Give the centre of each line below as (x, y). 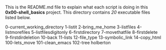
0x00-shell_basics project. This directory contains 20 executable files (78, 12)
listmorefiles (18, 32)
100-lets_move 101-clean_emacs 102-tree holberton (58, 43)
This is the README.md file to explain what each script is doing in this (77, 7)
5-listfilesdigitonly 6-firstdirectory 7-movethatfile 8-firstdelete (95, 32)
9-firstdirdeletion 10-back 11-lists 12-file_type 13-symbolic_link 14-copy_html (83, 37)
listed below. (18, 17)
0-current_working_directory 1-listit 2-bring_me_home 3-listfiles (71, 27)
